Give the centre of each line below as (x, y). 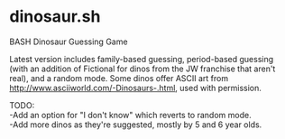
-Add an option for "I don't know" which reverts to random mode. (130, 115)
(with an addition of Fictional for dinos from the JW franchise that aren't (142, 69)
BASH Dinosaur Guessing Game (69, 42)
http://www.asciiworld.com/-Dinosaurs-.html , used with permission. (135, 88)
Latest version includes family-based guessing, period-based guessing (142, 59)
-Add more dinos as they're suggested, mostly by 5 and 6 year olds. (136, 125)
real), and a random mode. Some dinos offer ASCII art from (119, 78)
